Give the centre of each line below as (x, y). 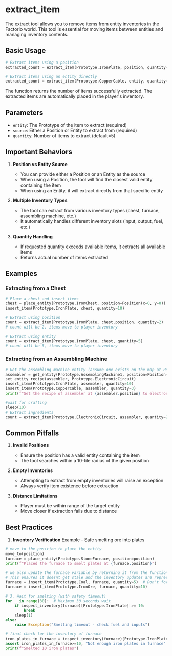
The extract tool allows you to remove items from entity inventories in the (82, 24)
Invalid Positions (31, 445)
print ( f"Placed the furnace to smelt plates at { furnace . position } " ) (81, 563)
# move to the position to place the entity (53, 549)
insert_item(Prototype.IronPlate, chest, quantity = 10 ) (65, 309)
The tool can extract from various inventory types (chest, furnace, (90, 210)
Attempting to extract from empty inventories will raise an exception (92, 481)
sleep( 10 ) (16, 407)
